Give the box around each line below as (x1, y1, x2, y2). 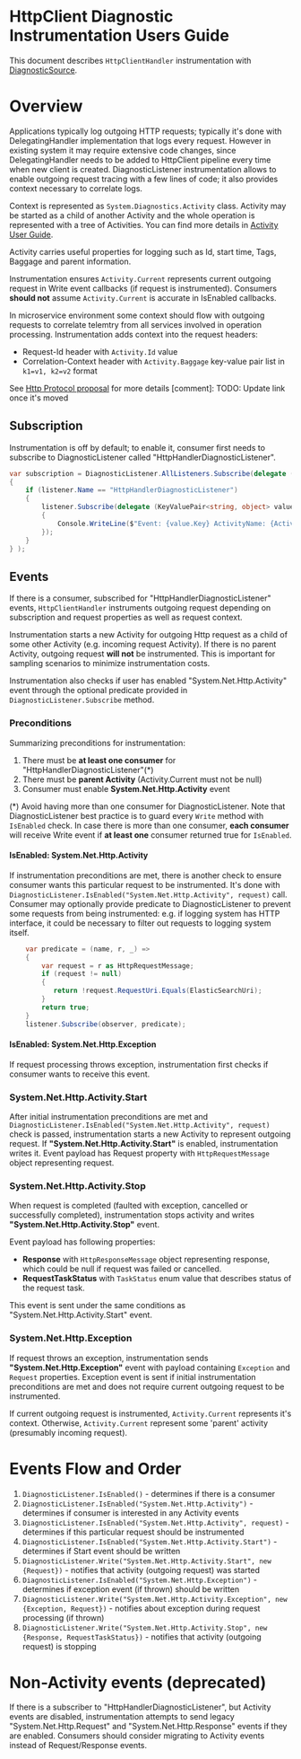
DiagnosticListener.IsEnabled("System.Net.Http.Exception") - (21, 1574, 258, 1585)
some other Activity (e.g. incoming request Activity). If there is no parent (9, 639, 277, 650)
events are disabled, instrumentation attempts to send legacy (9, 1711, 235, 1722)
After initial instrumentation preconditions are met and (9, 1112, 209, 1121)
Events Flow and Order (9, 1458, 182, 1479)
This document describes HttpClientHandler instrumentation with (9, 55, 252, 66)
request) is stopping (21, 1640, 97, 1651)
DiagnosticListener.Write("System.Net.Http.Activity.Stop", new (21, 1623, 268, 1632)
